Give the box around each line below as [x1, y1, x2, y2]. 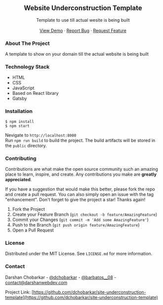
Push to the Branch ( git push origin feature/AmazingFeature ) [12, 222, 140, 228]
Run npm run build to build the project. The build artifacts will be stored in [5, 137, 156, 143]
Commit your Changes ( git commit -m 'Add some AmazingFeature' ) [12, 217, 149, 223]
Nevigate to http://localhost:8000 [5, 132, 77, 138]
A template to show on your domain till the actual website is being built [5, 51, 149, 57]
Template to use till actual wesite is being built [36, 17, 130, 23]
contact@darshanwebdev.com [5, 279, 68, 285]
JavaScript [12, 85, 35, 91]
